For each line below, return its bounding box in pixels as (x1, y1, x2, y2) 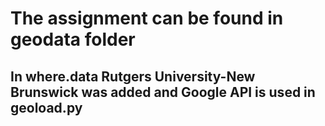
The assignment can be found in (10, 7, 284, 30)
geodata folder (10, 28, 136, 51)
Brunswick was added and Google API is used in (10, 83, 316, 101)
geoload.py (10, 99, 83, 116)
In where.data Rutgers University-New (10, 68, 256, 85)
